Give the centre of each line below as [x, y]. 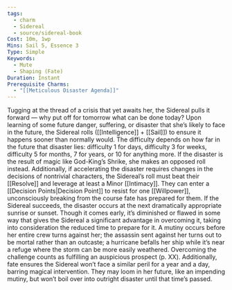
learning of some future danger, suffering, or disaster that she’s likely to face [116, 125]
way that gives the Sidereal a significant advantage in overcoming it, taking [114, 220]
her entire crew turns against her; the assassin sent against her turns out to [114, 235]
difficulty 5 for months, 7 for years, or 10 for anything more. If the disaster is [115, 154]
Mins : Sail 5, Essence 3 [43, 46]
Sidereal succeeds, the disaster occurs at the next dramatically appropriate [114, 206]
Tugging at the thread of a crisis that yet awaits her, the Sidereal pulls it [108, 110]
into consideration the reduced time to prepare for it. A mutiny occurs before [116, 228]
